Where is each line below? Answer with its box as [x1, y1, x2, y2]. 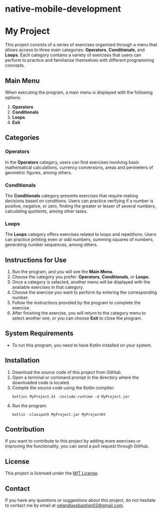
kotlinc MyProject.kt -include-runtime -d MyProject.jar [12, 394, 130, 399]
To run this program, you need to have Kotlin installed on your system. [12, 342, 152, 348]
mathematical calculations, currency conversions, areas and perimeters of [5, 164, 154, 170]
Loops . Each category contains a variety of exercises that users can [5, 52, 142, 58]
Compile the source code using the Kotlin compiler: [12, 385, 115, 390]
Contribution [5, 425, 45, 434]
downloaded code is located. [12, 379, 70, 385]
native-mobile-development [5, 3, 121, 15]
